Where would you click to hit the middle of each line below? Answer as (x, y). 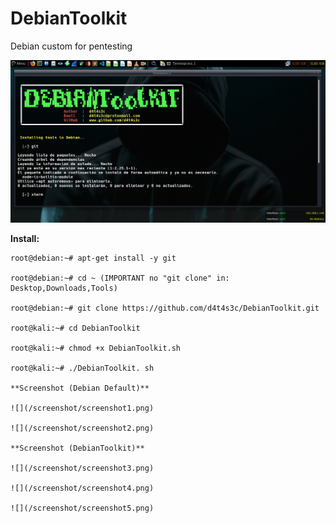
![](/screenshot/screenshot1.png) (82, 408)
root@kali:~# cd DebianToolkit (75, 328)
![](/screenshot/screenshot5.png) (82, 508)
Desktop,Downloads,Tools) (64, 288)
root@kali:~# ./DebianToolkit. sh (82, 368)
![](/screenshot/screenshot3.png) (82, 468)
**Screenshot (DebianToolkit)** (77, 448)
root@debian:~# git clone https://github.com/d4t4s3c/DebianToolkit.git (165, 308)
